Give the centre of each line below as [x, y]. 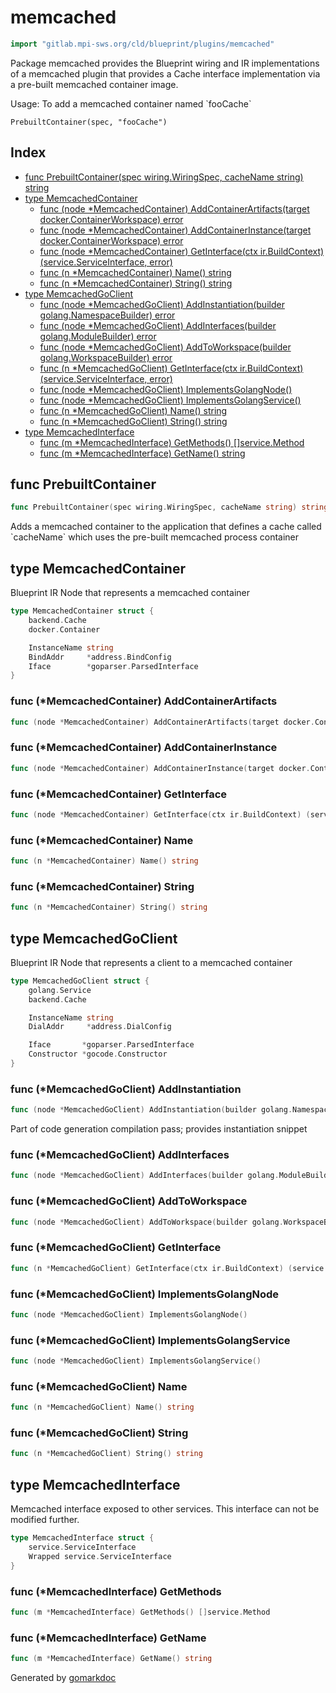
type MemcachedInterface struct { [82, 1538]
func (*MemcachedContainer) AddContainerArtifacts [144, 701]
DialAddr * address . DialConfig [100, 1027]
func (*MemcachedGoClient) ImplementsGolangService [150, 1340]
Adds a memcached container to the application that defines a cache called [166, 527]
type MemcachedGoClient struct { [80, 981]
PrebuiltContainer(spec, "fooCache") [89, 122]
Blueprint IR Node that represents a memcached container [130, 593]
